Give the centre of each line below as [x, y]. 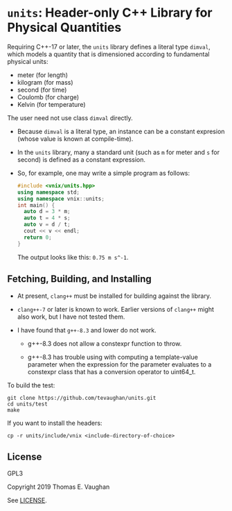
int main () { [36, 205]
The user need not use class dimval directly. [70, 118]
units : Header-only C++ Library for [110, 13]
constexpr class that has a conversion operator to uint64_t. [111, 371]
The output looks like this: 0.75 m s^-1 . [73, 257]
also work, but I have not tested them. [71, 317]
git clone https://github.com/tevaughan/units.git [82, 398]
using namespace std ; [48, 192]
